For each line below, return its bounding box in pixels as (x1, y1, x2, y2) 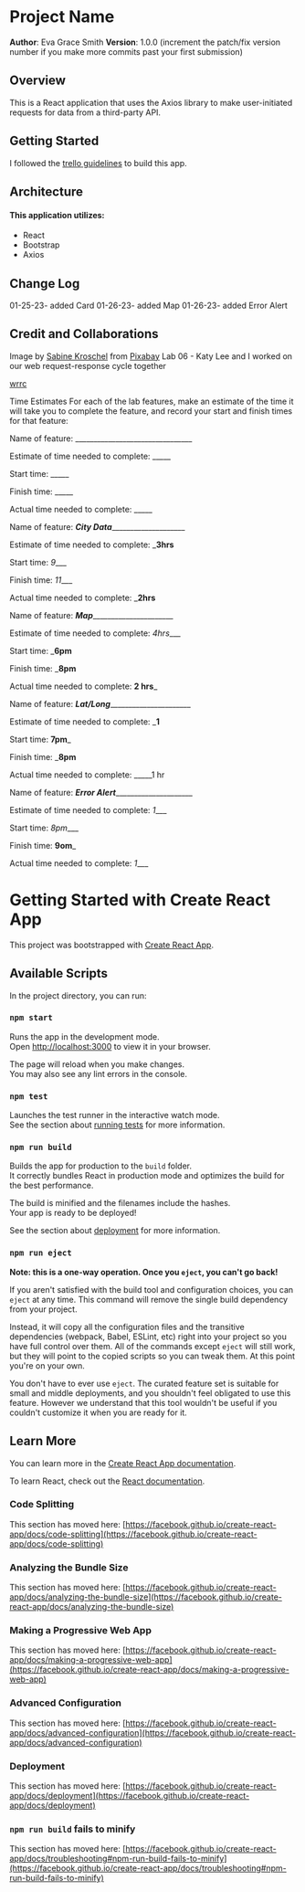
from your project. (9, 1304, 78, 1315)
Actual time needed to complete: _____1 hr (9, 769, 165, 780)
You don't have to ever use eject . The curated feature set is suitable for (9, 1378, 279, 1389)
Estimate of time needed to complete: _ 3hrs (9, 539, 174, 550)
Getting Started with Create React (9, 889, 271, 910)
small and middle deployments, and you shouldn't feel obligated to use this (9, 1387, 291, 1399)
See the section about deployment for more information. (9, 1225, 221, 1236)
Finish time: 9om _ (9, 840, 77, 851)
